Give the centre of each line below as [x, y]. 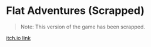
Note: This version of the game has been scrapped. [83, 27]
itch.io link [19, 38]
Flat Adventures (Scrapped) [75, 11]
